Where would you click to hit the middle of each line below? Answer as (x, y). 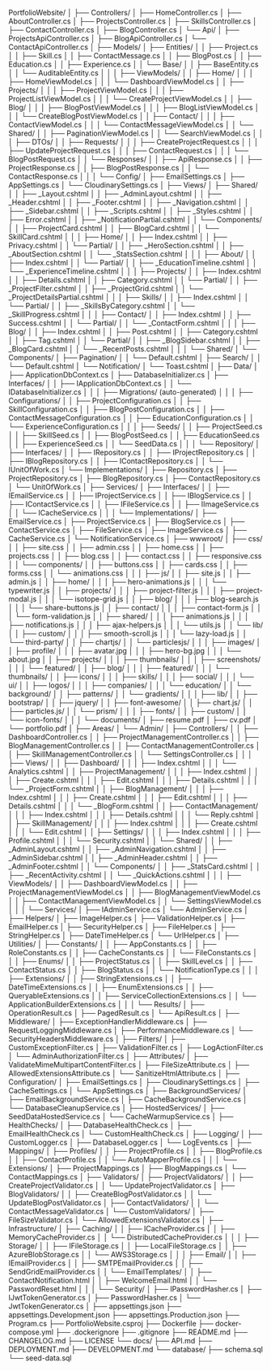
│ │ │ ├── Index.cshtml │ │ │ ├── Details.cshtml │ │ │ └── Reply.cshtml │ (134, 815)
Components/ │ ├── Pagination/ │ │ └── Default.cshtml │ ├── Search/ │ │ (135, 358)
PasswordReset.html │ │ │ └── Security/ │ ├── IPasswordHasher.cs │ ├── (135, 1289)
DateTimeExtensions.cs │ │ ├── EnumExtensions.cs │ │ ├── (111, 987)
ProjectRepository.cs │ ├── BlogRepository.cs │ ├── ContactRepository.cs (134, 478)
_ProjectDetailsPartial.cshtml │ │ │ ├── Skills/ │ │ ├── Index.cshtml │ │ (129, 297)
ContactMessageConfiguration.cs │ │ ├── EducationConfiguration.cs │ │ (131, 418)
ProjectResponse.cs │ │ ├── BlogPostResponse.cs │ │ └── (109, 168)
